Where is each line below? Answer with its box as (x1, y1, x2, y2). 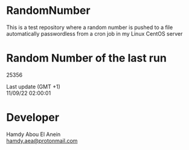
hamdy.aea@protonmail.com (6, 137, 78, 144)
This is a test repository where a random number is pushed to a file (6, 24, 173, 31)
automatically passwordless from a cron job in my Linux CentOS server (6, 30, 183, 37)
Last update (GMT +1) (6, 83, 60, 90)
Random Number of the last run (6, 51, 167, 65)
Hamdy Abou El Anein (6, 131, 61, 138)
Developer (6, 111, 59, 125)
